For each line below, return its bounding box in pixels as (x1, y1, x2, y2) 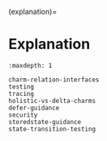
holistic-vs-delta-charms (8, 97, 96, 105)
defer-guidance (8, 104, 60, 112)
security (8, 110, 38, 119)
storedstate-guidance (8, 118, 82, 126)
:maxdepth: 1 (8, 61, 53, 69)
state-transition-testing (8, 125, 96, 133)
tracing (8, 89, 35, 97)
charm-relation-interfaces (8, 76, 100, 84)
